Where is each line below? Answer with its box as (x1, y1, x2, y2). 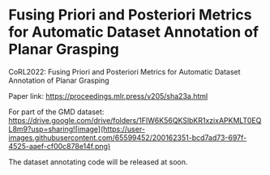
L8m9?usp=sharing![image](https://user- (8, 124, 146, 134)
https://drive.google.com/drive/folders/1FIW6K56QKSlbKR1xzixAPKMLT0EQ (8, 115, 262, 125)
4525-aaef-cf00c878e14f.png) (8, 141, 111, 151)
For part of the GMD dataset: (8, 107, 105, 117)
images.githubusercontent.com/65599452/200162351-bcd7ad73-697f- (8, 132, 247, 143)
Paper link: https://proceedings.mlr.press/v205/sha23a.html (8, 91, 208, 100)
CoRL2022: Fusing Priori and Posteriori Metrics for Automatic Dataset (8, 66, 241, 76)
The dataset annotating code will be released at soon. (8, 156, 188, 167)
